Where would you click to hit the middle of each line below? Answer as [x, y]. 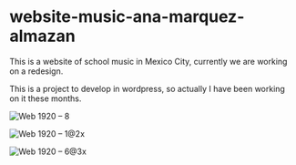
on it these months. [46, 98]
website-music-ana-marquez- [127, 17]
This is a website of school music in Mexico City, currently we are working [148, 61]
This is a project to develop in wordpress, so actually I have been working [147, 88]
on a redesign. [36, 71]
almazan [42, 36]
